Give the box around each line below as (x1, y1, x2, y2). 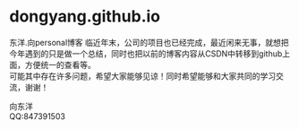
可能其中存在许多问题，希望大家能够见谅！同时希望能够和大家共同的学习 (9, 70, 276, 82)
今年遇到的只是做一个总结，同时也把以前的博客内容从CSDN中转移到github (9, 47, 283, 59)
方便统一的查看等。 (24, 59, 96, 70)
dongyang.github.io (9, 6, 161, 27)
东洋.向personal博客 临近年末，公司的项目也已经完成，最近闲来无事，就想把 (9, 37, 289, 47)
